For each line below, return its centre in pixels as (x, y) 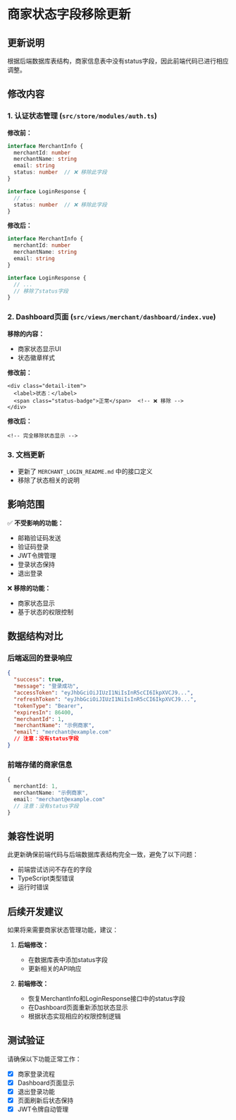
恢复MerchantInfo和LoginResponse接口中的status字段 (106, 999)
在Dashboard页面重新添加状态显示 (78, 1008)
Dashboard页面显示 (46, 1083)
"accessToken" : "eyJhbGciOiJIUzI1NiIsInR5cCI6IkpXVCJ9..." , (104, 693)
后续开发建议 (35, 912)
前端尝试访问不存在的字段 (55, 870)
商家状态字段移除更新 (69, 14)
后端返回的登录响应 (40, 658)
